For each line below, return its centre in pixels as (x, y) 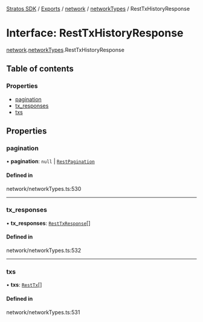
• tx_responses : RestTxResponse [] (48, 223)
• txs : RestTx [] (24, 285)
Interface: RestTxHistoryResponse (95, 33)
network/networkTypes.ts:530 (44, 188)
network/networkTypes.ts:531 (43, 312)
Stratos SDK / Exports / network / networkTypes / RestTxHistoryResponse (98, 9)
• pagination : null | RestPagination (50, 161)
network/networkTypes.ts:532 (44, 251)
